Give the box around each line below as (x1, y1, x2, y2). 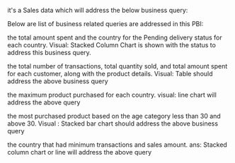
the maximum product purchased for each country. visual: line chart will (7, 91, 217, 99)
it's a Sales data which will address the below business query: (7, 6, 188, 14)
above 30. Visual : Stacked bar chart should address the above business (7, 119, 218, 128)
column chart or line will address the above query (7, 148, 152, 156)
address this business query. (7, 49, 92, 56)
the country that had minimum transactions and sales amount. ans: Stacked (7, 140, 228, 149)
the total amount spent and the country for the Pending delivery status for (7, 33, 223, 42)
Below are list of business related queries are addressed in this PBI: (7, 20, 204, 28)
